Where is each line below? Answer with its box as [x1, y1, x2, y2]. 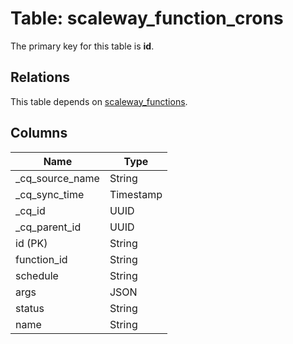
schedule [15, 268, 59, 282]
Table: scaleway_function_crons [10, 7, 284, 30]
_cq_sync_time [15, 187, 85, 201]
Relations [10, 69, 71, 86]
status [15, 301, 45, 315]
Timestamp [109, 187, 163, 201]
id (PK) [15, 236, 48, 250]
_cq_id [15, 203, 46, 217]
